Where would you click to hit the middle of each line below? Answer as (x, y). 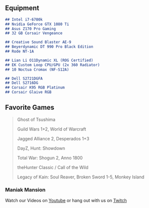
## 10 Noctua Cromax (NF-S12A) (37, 69)
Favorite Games (30, 107)
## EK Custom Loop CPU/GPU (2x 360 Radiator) (52, 65)
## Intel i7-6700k (24, 19)
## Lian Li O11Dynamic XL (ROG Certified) (49, 60)
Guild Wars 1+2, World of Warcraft (52, 129)
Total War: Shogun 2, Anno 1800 (50, 158)
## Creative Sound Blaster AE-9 (38, 42)
